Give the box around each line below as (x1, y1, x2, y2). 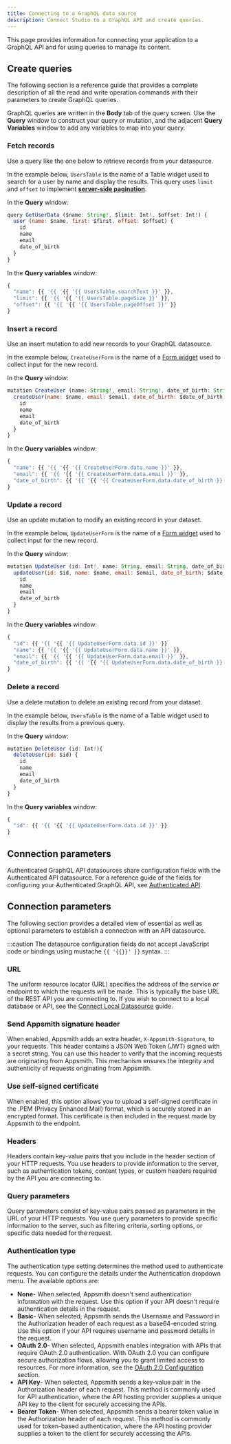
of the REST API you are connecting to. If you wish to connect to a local (7, 995, 210, 1003)
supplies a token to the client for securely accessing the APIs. (16, 1429, 192, 1437)
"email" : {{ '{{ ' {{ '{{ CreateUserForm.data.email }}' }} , (13, 471, 189, 478)
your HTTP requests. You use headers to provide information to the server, (7, 1159, 219, 1167)
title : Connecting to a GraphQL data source (7, 10, 137, 17)
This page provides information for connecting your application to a (7, 35, 199, 43)
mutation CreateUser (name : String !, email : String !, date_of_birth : (7, 387, 211, 394)
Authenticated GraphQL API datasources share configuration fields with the (7, 866, 221, 874)
